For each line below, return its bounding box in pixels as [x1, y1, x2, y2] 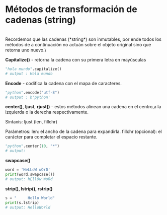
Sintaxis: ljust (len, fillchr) [5, 119, 58, 125]
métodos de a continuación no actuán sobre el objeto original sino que [5, 41, 151, 47]
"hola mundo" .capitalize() [5, 66, 62, 71]
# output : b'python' [5, 95, 51, 100]
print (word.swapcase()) [5, 172, 55, 177]
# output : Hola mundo [5, 71, 53, 76]
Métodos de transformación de [5, 4, 137, 15]
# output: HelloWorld [5, 205, 51, 210]
